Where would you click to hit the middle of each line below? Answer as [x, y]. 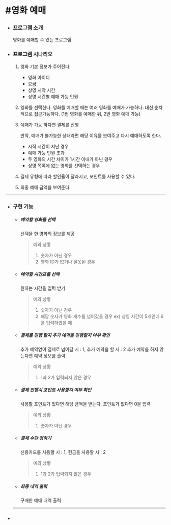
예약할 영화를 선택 [38, 220]
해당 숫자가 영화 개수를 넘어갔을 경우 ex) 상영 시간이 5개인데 [100, 316]
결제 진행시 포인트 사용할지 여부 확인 [56, 390]
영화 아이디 [39, 77]
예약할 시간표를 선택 [40, 275]
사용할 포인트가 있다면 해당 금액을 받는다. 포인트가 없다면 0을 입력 [85, 404]
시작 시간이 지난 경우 [48, 146]
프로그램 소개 [28, 28]
